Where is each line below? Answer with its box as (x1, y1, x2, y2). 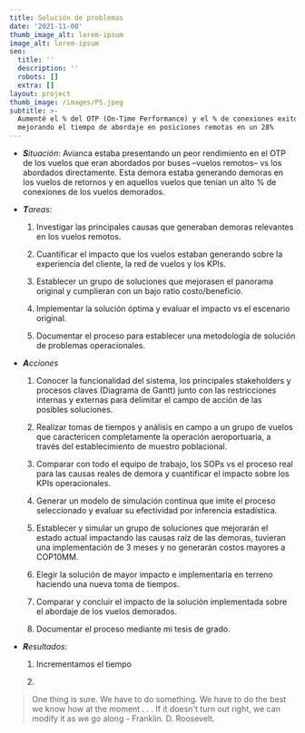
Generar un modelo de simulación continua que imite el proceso (35, 495, 276, 506)
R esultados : (22, 641, 68, 651)
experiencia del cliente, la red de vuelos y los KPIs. (35, 259, 227, 269)
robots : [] (17, 73, 59, 82)
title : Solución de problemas (9, 13, 124, 23)
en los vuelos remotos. (35, 231, 122, 241)
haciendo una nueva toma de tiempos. (35, 579, 180, 590)
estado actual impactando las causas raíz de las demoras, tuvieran (35, 533, 286, 542)
